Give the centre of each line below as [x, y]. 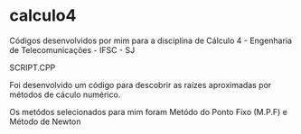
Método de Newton [45, 121]
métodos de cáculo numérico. [65, 94]
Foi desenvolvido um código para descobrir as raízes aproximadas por [141, 85]
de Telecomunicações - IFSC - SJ [72, 49]
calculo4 [43, 16]
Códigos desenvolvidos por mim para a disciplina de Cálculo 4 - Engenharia [150, 40]
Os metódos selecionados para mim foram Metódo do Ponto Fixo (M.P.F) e [148, 112]
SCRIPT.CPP [33, 67]
